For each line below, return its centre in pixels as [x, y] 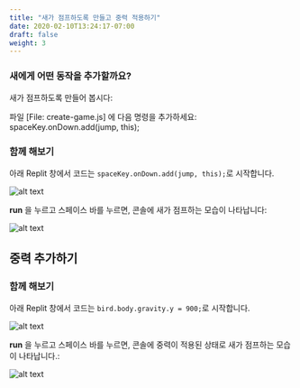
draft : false [34, 34]
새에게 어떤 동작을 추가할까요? [71, 76]
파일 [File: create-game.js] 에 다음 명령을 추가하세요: [103, 116]
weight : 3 [28, 43]
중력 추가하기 [44, 259]
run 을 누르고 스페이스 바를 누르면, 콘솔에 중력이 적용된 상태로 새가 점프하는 [142, 345]
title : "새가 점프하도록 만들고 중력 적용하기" [85, 18]
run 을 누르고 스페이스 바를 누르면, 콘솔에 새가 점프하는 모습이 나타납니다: [138, 209]
